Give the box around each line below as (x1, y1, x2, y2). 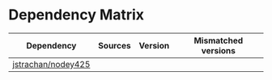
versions (201, 44, 236, 56)
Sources (98, 40, 131, 51)
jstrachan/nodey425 (12, 58, 91, 69)
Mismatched (193, 35, 244, 46)
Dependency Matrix (8, 6, 144, 24)
